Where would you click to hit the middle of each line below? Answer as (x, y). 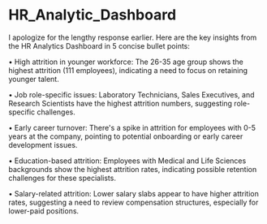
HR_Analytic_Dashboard (93, 15)
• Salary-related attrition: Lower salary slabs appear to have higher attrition (134, 193)
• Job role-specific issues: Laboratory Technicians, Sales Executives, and (131, 94)
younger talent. (34, 79)
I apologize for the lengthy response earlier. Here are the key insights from (133, 37)
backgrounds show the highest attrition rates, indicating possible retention (133, 169)
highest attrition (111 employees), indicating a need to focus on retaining (128, 70)
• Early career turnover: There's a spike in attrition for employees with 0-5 (132, 127)
